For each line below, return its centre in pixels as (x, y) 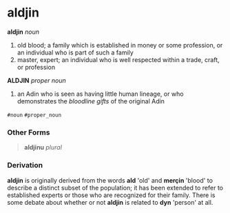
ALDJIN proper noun (37, 80)
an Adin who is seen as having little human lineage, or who (100, 94)
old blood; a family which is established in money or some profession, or (120, 45)
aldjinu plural (43, 148)
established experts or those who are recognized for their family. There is (111, 195)
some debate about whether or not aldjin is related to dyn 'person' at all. (110, 202)
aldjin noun (23, 32)
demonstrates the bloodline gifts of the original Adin (91, 101)
